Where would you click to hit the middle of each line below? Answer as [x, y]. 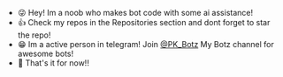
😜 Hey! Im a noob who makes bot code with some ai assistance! [135, 13]
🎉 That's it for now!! [54, 63]
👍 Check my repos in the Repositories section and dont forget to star [144, 22]
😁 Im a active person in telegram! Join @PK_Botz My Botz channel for [145, 44]
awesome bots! [45, 53]
